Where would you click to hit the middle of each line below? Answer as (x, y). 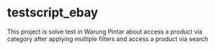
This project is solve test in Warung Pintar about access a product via (105, 32)
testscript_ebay (53, 13)
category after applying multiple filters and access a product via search (108, 38)
